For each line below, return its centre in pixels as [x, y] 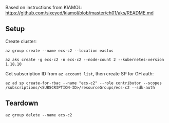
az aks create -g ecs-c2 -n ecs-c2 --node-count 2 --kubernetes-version [85, 59]
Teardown [22, 103]
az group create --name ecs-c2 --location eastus [60, 51]
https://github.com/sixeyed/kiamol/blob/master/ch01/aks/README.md [80, 13]
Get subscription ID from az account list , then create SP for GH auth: [80, 73]
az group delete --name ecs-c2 [39, 115]
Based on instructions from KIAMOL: [44, 7]
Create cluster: [21, 41]
